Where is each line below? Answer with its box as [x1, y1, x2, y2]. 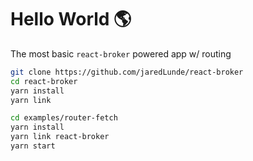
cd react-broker [10, 76, 78, 86]
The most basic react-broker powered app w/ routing [10, 47, 232, 60]
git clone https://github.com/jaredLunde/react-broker [10, 67, 244, 77]
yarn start [10, 141, 56, 151]
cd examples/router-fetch [10, 113, 118, 123]
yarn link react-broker [10, 132, 110, 142]
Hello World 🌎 [10, 8, 132, 31]
